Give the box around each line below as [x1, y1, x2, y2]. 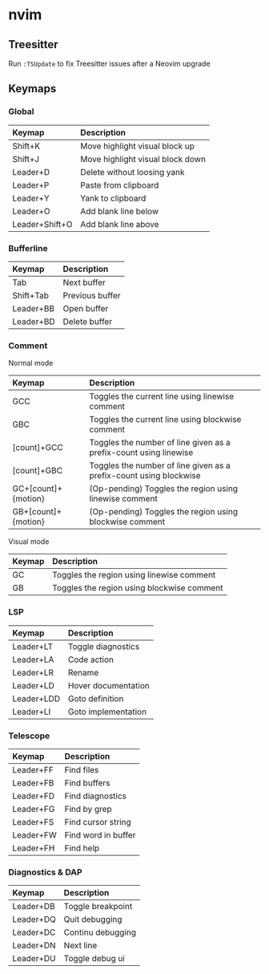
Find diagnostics [64, 790, 126, 802]
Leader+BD [12, 315, 56, 327]
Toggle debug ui [63, 953, 126, 964]
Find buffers [64, 777, 110, 788]
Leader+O [12, 205, 50, 217]
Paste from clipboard [79, 179, 159, 190]
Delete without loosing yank [79, 166, 185, 177]
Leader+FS [12, 816, 54, 827]
